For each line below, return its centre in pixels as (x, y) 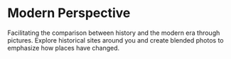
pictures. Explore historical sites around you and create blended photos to (116, 40)
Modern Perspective (69, 13)
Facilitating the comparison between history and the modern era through (114, 33)
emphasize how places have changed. (64, 48)
